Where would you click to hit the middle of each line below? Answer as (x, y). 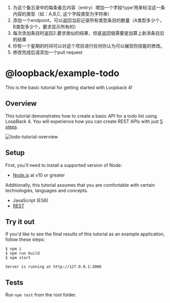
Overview (21, 104)
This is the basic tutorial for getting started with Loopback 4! (69, 87)
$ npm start (18, 258)
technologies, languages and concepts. (47, 190)
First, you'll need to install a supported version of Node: (64, 165)
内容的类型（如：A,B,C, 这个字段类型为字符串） (62, 14)
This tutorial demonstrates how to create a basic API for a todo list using (81, 116)
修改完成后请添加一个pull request (47, 52)
